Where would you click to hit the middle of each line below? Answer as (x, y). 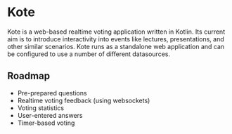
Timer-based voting (46, 123)
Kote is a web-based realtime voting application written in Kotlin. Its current (116, 32)
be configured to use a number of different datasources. (89, 54)
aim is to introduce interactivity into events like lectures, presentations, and (116, 39)
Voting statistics (41, 108)
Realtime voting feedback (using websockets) (84, 100)
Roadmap (29, 76)
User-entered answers (50, 115)
